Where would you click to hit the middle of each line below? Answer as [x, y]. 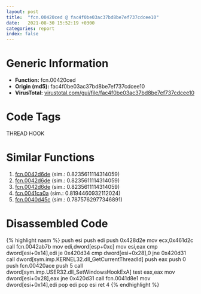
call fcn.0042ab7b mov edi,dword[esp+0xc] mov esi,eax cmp [82, 246]
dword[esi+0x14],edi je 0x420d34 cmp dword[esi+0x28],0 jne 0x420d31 [96, 253]
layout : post [22, 12]
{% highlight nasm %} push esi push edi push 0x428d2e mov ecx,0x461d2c [100, 240]
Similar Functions [50, 157]
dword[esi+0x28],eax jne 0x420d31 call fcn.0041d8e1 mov [78, 278]
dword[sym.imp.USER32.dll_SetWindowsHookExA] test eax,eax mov [91, 272]
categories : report [31, 28]
